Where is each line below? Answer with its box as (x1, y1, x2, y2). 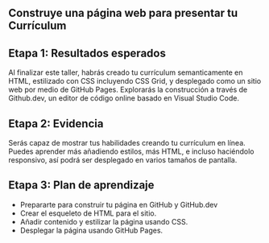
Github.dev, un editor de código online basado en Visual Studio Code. (8, 93, 240, 103)
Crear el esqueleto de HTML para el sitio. (19, 208, 157, 218)
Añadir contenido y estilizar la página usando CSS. (19, 216, 188, 226)
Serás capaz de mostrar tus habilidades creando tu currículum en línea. (8, 138, 246, 148)
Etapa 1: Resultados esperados (8, 46, 167, 60)
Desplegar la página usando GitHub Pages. (19, 225, 163, 235)
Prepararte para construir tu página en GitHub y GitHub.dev (19, 200, 218, 209)
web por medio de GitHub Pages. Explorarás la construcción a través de (8, 84, 248, 95)
